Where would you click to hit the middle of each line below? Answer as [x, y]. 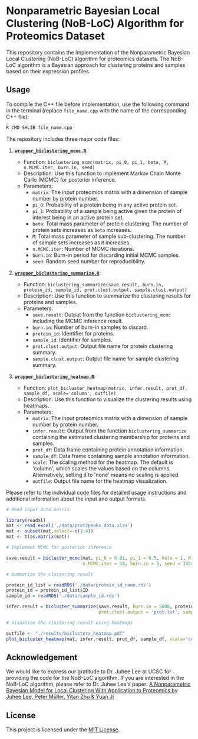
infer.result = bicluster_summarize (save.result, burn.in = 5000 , [89, 607]
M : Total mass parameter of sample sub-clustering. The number [109, 236]
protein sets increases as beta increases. [82, 230]
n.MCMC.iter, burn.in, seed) [59, 167]
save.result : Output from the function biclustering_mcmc [101, 314]
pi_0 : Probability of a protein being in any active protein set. [105, 205]
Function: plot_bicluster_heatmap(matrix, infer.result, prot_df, [105, 388]
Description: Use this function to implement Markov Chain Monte [102, 173]
